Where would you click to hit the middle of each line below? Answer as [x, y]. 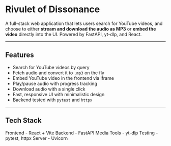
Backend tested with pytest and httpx [52, 100]
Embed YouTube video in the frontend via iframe [63, 78]
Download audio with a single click [49, 89]
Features [20, 55]
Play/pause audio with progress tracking [55, 83]
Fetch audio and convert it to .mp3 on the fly [58, 73]
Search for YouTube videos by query [51, 67]
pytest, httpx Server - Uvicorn [36, 138]
